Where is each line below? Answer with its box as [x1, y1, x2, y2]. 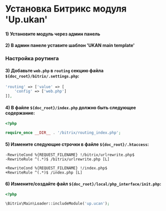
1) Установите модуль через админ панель [5, 31, 100, 37]
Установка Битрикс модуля [5, 3, 127, 15]
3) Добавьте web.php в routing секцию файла [5, 67, 104, 73]
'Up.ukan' [5, 14, 48, 25]
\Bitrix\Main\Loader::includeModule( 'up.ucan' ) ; [5, 201, 110, 206]
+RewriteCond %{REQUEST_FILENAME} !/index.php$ [5, 165, 108, 171]
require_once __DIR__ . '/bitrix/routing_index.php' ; [5, 130, 121, 136]
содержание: [5, 110, 35, 116]
